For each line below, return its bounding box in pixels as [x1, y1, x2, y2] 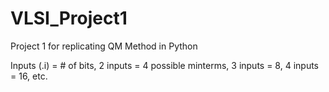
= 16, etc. [10, 70, 48, 82]
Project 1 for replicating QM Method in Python [10, 40, 198, 52]
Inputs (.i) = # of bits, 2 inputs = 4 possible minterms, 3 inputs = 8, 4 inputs [10, 59, 320, 71]
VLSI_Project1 [10, 7, 128, 30]
